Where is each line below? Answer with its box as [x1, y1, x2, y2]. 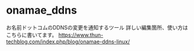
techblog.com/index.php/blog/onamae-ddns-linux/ [6, 38, 130, 45]
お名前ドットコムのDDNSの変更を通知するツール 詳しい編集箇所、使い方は [6, 24, 188, 31]
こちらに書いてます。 [6, 31, 57, 39]
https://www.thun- [58, 31, 104, 39]
